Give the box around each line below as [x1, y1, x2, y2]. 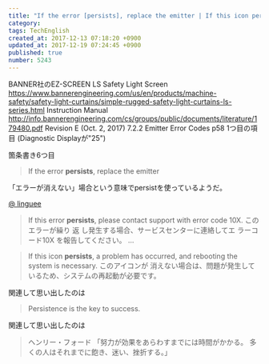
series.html [8, 105, 46, 114]
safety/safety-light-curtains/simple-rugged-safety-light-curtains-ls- [8, 97, 232, 106]
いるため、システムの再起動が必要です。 [27, 270, 161, 280]
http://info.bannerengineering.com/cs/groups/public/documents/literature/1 [8, 114, 258, 123]
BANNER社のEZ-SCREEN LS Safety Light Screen [8, 79, 168, 89]
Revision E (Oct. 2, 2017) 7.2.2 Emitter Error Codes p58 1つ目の [44, 123, 251, 133]
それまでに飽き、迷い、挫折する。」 [55, 347, 172, 357]
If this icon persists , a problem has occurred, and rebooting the [27, 251, 238, 261]
